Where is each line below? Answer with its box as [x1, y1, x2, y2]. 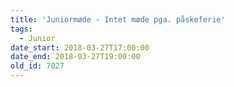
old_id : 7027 [10, 61, 65, 71]
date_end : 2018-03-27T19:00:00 [10, 52, 141, 62]
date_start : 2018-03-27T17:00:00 [10, 42, 150, 53]
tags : [10, 24, 33, 34]
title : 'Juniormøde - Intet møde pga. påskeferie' [10, 14, 226, 25]
